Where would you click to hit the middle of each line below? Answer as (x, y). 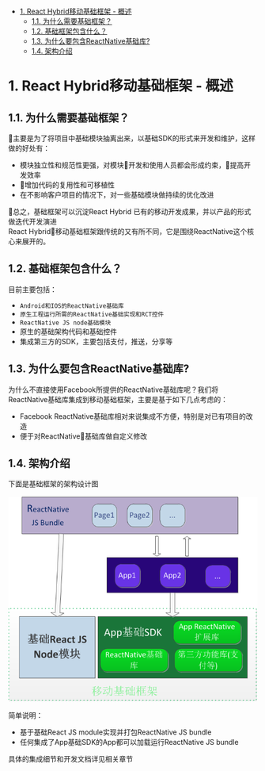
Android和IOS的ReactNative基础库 (72, 306)
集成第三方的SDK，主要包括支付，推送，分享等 (96, 341)
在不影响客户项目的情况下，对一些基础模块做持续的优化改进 (117, 195)
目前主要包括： (32, 289)
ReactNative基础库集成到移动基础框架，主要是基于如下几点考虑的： (118, 399)
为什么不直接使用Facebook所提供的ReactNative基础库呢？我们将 (114, 389)
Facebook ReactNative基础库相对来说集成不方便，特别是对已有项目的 (133, 416)
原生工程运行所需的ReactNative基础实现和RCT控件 (92, 314)
